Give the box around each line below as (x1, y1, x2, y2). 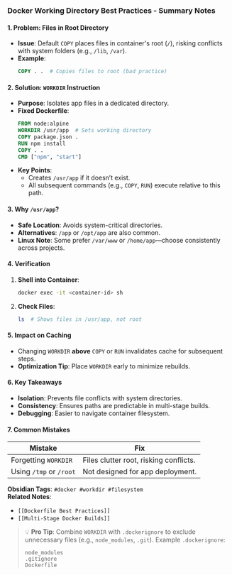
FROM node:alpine (17, 120, 70, 128)
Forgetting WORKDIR (11, 455, 73, 465)
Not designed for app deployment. (82, 467, 197, 477)
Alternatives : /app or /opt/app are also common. (17, 228, 161, 236)
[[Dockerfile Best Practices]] (17, 508, 111, 515)
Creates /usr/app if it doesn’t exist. (28, 173, 131, 182)
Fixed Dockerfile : (17, 106, 70, 115)
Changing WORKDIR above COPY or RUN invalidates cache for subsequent (17, 346, 223, 355)
